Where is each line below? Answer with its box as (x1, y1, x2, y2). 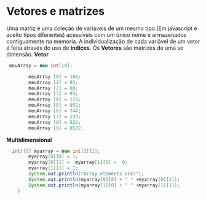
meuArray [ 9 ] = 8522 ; (28, 125, 84, 131)
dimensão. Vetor (6, 50, 49, 58)
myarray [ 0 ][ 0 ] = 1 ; (28, 153, 79, 160)
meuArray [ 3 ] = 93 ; (28, 91, 79, 97)
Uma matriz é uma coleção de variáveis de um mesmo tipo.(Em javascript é (6, 25, 198, 32)
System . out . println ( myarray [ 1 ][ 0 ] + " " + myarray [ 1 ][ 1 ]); (28, 182, 180, 188)
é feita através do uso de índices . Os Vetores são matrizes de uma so (6, 44, 184, 52)
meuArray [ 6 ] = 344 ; (28, 108, 81, 114)
